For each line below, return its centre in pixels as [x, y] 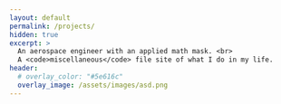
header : [24, 69]
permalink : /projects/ [52, 26]
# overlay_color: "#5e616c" [71, 77]
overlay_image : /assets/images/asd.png [93, 85]
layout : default [40, 18]
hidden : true [34, 34]
